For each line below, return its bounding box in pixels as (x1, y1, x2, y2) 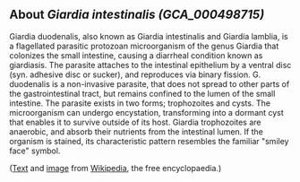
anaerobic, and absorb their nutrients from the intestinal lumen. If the (9, 126, 264, 137)
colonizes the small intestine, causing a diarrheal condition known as (9, 49, 263, 61)
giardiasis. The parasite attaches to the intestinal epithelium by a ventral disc (9, 59, 292, 70)
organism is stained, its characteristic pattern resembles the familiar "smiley (9, 135, 289, 146)
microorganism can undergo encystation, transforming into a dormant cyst (9, 107, 284, 117)
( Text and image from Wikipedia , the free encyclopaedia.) (9, 162, 222, 173)
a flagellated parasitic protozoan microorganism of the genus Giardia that (9, 40, 279, 51)
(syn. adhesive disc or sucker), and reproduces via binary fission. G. (9, 69, 261, 80)
